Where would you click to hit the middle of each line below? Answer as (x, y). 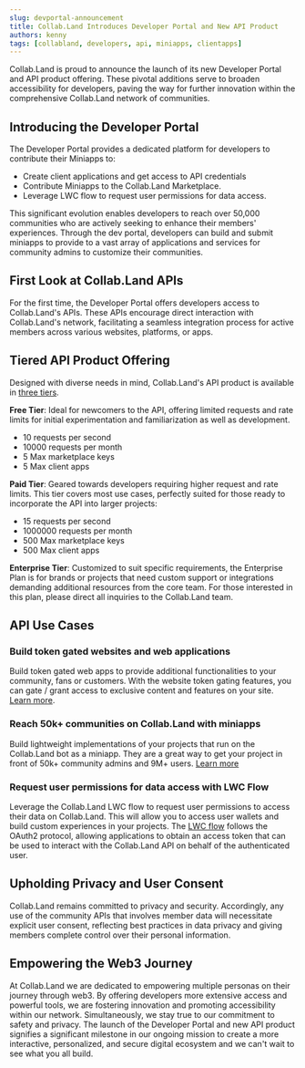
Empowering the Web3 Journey (101, 964)
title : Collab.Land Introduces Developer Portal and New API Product (144, 26)
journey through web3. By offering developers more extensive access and (148, 995)
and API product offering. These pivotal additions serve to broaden (135, 79)
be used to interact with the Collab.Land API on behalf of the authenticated (150, 845)
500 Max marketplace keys (73, 540)
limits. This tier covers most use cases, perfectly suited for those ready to (147, 493)
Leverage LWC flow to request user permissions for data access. (144, 196)
